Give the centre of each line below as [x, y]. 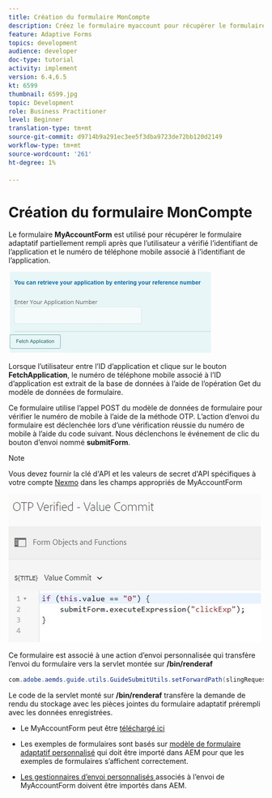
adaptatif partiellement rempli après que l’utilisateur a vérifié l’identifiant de [133, 243]
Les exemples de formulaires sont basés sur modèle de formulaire [130, 744]
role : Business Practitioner [57, 111]
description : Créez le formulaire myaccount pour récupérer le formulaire [137, 26]
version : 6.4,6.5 [38, 77]
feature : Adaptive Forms [50, 34]
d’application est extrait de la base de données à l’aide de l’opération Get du [135, 384]
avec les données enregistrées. [61, 713]
